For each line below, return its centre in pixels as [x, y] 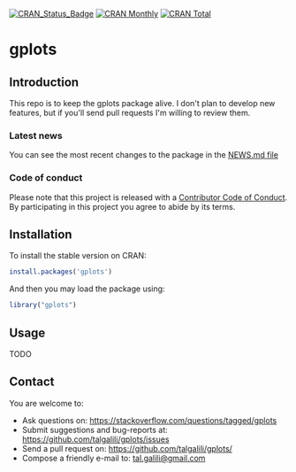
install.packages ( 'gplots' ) [61, 272]
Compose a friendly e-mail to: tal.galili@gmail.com [114, 458]
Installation [41, 234]
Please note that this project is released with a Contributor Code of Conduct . [148, 197]
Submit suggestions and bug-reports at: [95, 429]
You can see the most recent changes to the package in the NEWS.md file [144, 155]
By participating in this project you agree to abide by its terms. [122, 206]
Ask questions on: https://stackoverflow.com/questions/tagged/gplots [149, 420]
